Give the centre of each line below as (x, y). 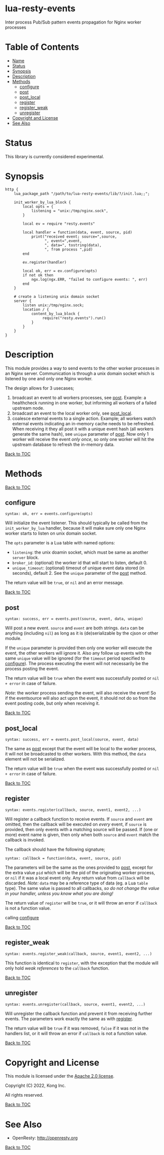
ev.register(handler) (45, 262)
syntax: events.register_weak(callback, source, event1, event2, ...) (79, 954)
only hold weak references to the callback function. (57, 968)
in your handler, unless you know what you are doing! (59, 893)
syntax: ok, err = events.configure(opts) (49, 514)
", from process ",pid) (69, 249)
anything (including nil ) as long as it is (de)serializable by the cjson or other (82, 633)
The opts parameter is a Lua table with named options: (60, 543)
